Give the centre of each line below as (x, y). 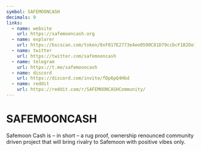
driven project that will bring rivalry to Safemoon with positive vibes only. (96, 141)
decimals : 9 (21, 17)
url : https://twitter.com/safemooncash (67, 56)
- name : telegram (33, 61)
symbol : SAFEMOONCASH (33, 12)
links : (14, 23)
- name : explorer (33, 39)
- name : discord (32, 73)
